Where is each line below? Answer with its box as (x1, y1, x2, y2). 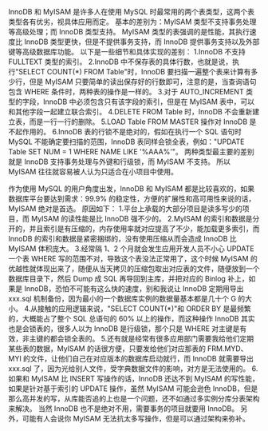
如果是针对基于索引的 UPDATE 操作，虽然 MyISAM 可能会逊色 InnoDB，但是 (8, 384, 258, 393)
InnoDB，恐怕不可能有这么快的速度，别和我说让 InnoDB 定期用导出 (23, 284, 244, 293)
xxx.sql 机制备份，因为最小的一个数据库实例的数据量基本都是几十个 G (8, 294, 237, 303)
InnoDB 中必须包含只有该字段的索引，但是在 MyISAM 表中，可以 (42, 97, 255, 106)
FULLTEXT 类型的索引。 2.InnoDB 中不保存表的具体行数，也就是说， (8, 57, 233, 66)
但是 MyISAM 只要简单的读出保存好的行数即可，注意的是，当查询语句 (29, 77, 257, 86)
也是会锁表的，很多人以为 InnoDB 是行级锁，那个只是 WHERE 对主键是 (8, 324, 240, 333)
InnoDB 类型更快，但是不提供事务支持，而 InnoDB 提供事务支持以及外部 (23, 37, 260, 46)
